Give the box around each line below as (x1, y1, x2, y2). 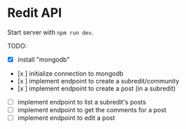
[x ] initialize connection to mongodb (17, 69, 124, 78)
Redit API (7, 5, 62, 21)
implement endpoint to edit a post (17, 114, 116, 122)
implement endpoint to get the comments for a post (17, 106, 167, 114)
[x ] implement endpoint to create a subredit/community (17, 77, 180, 85)
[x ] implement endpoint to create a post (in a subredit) (17, 84, 176, 93)
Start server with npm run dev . (7, 28, 93, 36)
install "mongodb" (17, 55, 70, 64)
